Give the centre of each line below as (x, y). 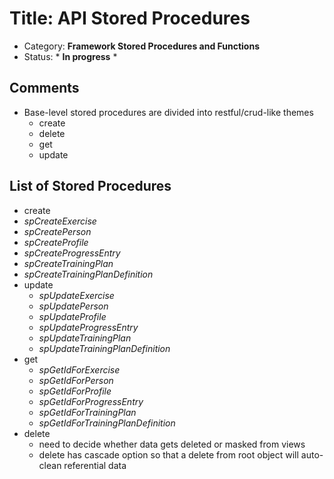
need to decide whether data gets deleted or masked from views (172, 444)
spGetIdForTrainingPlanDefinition (107, 423)
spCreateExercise (60, 221)
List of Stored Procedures (90, 186)
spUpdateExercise (76, 295)
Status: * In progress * (70, 56)
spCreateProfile (56, 242)
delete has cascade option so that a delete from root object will (168, 454)
